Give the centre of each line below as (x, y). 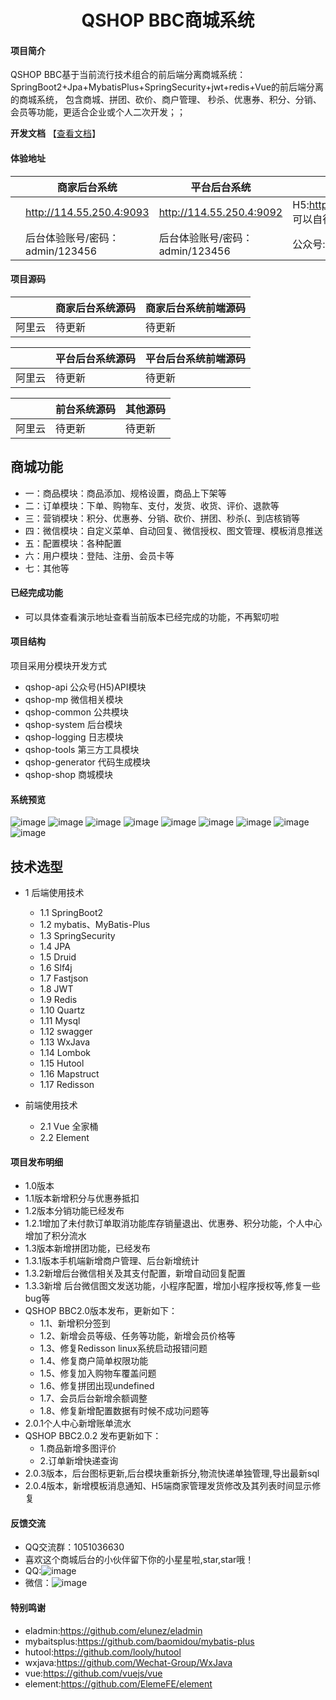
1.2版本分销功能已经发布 (74, 1211)
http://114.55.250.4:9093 (87, 212)
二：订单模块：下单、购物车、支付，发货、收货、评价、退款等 (152, 505)
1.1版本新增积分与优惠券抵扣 (82, 1198)
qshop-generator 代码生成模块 (87, 762)
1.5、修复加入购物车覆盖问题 (98, 1373)
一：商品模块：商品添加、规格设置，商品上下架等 (125, 493)
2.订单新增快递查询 (79, 1461)
